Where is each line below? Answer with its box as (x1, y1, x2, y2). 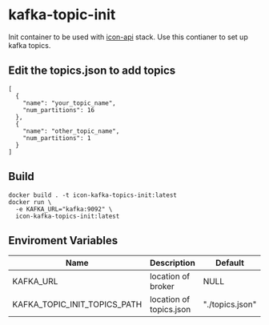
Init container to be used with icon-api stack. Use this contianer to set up (8, 32, 248, 42)
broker (149, 281, 175, 292)
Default (215, 258, 244, 269)
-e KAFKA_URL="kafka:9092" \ (15, 205, 113, 213)
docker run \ (8, 198, 52, 206)
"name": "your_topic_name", (22, 98, 116, 107)
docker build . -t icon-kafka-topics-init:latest (8, 191, 178, 199)
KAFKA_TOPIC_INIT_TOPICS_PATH (12, 299, 143, 310)
